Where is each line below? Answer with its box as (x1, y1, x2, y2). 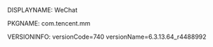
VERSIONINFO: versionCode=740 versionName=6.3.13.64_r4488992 (7, 32, 207, 41)
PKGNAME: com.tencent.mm (7, 19, 91, 27)
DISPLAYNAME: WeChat (7, 6, 78, 14)
